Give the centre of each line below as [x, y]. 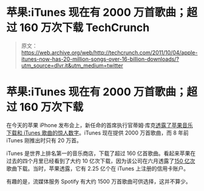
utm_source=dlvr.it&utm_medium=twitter [72, 65]
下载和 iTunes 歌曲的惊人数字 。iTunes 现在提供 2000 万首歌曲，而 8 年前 [98, 133]
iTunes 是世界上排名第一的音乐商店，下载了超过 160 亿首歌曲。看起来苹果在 [101, 153]
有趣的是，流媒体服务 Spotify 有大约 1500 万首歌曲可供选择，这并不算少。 [99, 181]
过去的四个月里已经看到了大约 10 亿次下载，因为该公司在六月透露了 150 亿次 [101, 161]
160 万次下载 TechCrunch [84, 28]
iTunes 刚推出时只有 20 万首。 [44, 140]
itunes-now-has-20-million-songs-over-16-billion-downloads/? [100, 59]
